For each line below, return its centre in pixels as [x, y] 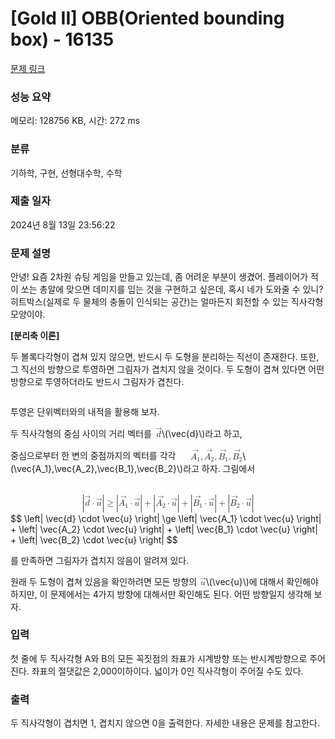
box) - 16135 [62, 39]
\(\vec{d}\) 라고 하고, [202, 434]
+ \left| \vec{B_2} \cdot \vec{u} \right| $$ [94, 539]
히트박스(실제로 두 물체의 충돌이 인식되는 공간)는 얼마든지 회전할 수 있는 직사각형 [167, 302]
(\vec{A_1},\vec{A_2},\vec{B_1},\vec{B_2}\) [97, 468]
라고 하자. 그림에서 [219, 468]
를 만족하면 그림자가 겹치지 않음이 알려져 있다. [100, 560]
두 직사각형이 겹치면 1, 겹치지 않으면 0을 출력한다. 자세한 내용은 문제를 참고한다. [165, 723]
